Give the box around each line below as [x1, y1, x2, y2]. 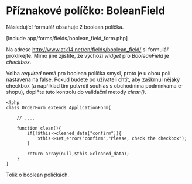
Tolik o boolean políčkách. [6, 171, 69, 178]
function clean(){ [16, 125, 61, 131]
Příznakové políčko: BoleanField [6, 4, 165, 18]
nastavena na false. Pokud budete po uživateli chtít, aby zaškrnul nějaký [6, 76, 180, 83]
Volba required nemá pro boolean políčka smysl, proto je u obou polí [6, 70, 171, 77]
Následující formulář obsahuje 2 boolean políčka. [6, 23, 124, 30]
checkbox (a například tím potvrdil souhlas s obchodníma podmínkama [6, 82, 177, 89]
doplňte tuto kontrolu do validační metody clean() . [25, 88, 146, 95]
